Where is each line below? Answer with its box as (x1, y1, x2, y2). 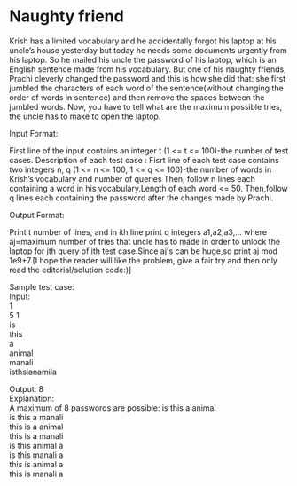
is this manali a (9, 450, 64, 460)
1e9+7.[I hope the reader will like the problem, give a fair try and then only (9, 255, 277, 265)
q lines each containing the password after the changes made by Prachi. (9, 192, 274, 203)
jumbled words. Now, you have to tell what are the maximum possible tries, (9, 101, 283, 112)
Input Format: (9, 128, 59, 138)
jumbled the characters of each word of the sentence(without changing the (9, 82, 284, 93)
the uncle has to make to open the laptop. (9, 111, 161, 121)
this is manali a (9, 468, 64, 479)
